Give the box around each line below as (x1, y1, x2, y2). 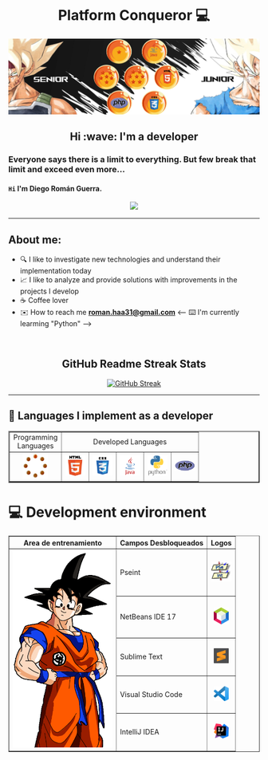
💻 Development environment (8, 503, 207, 522)
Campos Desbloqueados (120, 538, 204, 547)
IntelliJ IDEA (120, 727, 160, 737)
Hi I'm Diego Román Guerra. (8, 183, 102, 193)
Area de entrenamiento (23, 538, 102, 547)
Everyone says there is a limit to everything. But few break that (8, 153, 257, 164)
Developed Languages (93, 436, 167, 447)
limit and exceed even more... (8, 163, 125, 175)
